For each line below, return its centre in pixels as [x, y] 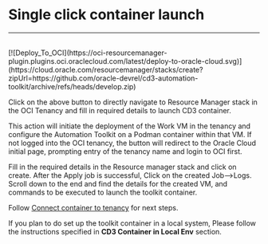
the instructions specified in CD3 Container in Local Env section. [115, 231]
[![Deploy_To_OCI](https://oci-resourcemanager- [88, 53]
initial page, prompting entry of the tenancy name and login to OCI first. [125, 151]
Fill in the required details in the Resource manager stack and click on [122, 167]
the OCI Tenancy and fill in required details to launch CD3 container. [120, 110]
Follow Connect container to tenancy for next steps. [93, 207]
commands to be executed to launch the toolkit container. [103, 192]
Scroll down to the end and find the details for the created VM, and [118, 183]
